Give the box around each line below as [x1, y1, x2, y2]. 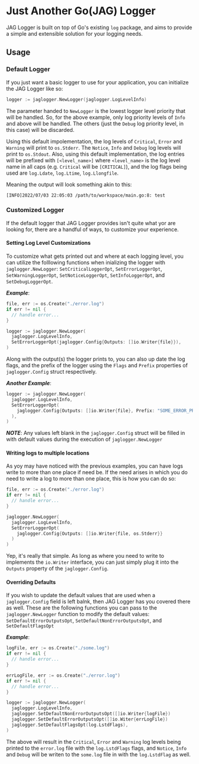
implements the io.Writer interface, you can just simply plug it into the [6, 558, 179, 566]
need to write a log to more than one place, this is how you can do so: [6, 475, 176, 482]
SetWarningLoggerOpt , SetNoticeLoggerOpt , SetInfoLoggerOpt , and [6, 271, 165, 279]
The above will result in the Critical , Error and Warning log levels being [6, 738, 181, 745]
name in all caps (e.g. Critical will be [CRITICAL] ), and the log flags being [6, 163, 187, 170]
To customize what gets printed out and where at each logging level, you [6, 252, 184, 260]
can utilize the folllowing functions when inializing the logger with [6, 259, 166, 266]
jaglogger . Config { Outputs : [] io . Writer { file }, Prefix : [17, 408, 155, 413]
